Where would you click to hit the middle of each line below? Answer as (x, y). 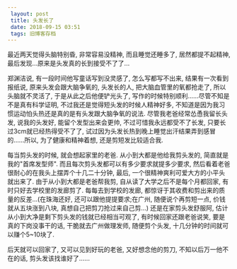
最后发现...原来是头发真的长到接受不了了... (69, 64)
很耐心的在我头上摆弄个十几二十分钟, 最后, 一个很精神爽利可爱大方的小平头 (116, 173)
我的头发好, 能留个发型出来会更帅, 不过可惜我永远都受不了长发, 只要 (121, 122)
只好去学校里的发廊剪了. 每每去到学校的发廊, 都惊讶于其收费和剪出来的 (116, 191)
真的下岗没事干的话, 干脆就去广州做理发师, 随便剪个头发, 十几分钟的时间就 (115, 226)
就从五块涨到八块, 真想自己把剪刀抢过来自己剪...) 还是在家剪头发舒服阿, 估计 (118, 208)
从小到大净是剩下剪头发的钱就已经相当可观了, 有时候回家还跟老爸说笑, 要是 (116, 217)
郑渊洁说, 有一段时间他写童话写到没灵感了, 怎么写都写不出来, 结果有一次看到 (118, 78)
